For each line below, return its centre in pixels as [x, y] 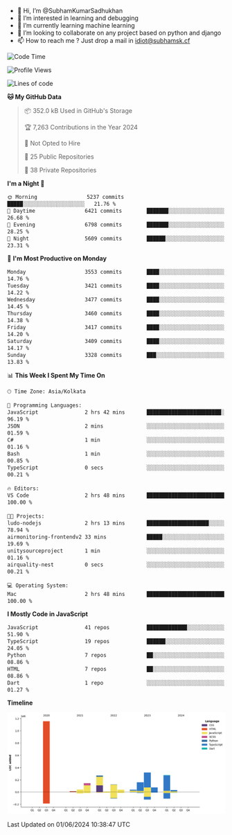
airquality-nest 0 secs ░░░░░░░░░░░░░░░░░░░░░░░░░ [116, 565]
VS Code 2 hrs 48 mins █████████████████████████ [116, 495]
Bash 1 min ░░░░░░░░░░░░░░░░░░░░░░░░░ [116, 454]
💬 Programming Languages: [44, 405]
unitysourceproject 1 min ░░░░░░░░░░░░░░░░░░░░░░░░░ [116, 551]
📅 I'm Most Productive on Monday [57, 258]
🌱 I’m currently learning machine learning [76, 25]
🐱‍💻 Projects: [26, 516]
